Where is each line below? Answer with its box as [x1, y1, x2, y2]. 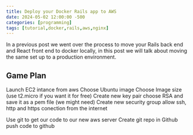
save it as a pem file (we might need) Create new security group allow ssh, [6, 99, 187, 106]
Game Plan [6, 70, 47, 80]
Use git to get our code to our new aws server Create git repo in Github [6, 116, 178, 123]
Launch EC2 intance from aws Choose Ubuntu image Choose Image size [6, 86, 182, 93]
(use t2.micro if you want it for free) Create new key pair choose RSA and [6, 92, 184, 100]
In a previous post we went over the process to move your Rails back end [6, 41, 184, 48]
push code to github [6, 123, 55, 130]
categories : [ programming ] [6, 19, 72, 25]
